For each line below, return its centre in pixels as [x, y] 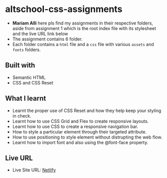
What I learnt [26, 98]
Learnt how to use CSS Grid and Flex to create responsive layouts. [81, 121]
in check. [22, 115]
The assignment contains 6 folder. [47, 39]
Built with [20, 65]
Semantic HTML [29, 77]
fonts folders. [26, 49]
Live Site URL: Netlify [34, 170]
